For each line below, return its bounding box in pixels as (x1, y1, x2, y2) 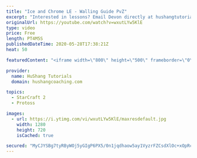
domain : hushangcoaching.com (11, 78, 83, 85)
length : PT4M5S (6, 36, 43, 42)
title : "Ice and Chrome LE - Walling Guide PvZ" (6, 8, 127, 15)
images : (6, 111, 25, 116)
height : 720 (16, 127, 46, 133)
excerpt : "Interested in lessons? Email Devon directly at (6, 14, 154, 20)
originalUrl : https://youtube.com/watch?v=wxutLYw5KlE (6, 19, 143, 25)
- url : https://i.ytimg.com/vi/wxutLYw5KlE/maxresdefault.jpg (11, 116, 167, 122)
